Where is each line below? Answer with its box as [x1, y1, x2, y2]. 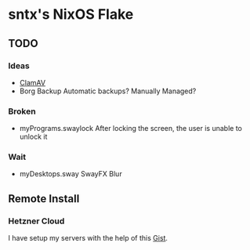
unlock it [19, 132, 48, 142]
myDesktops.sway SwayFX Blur [19, 169, 123, 179]
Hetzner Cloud [8, 216, 65, 226]
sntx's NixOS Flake [8, 5, 134, 24]
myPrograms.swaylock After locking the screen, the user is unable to [19, 124, 243, 133]
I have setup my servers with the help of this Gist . [8, 234, 168, 243]
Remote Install [8, 192, 80, 205]
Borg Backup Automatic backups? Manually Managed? [19, 86, 197, 96]
